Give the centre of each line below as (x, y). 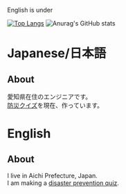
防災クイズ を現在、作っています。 (55, 105)
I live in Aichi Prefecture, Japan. (53, 176)
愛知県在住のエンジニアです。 (49, 97)
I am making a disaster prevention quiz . (63, 183)
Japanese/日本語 (57, 54)
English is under (30, 10)
